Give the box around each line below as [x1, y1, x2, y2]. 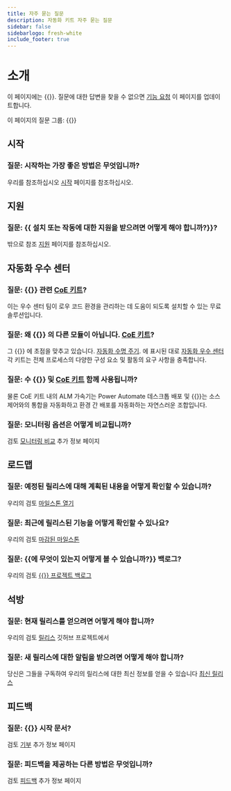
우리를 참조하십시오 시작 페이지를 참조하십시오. [7, 178, 134, 186]
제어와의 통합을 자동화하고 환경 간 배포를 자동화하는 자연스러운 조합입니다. [7, 401, 207, 409]
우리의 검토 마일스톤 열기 [7, 499, 74, 507]
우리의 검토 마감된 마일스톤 [7, 535, 80, 543]
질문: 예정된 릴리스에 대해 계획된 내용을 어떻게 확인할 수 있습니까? [7, 481, 212, 491]
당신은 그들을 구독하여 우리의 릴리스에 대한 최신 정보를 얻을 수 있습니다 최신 [7, 669, 211, 678]
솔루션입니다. [7, 311, 43, 319]
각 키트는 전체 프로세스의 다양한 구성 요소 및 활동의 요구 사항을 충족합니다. [7, 355, 207, 364]
